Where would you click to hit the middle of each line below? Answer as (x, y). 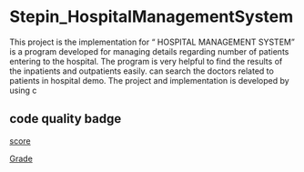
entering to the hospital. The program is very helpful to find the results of (146, 61)
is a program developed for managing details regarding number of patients (149, 51)
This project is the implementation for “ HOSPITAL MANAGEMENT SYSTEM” (152, 42)
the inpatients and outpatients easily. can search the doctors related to (142, 71)
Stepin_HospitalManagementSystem (152, 17)
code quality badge (66, 119)
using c (23, 90)
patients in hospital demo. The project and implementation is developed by (149, 80)
